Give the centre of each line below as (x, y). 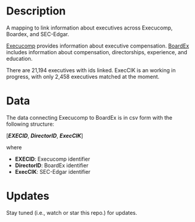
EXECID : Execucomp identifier (52, 159)
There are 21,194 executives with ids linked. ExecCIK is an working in (91, 70)
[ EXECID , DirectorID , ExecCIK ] (45, 135)
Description (36, 11)
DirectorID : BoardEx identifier (52, 165)
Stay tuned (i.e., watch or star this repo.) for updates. (72, 212)
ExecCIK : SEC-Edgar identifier (53, 171)
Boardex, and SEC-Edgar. (38, 34)
